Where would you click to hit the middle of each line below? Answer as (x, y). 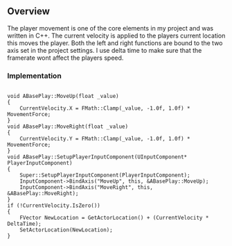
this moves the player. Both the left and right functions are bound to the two (115, 43)
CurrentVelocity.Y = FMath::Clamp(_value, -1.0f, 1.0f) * (105, 139)
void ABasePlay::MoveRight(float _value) (68, 127)
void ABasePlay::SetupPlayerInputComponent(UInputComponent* (97, 157)
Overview (29, 11)
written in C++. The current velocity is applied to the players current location (116, 35)
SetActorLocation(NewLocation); (66, 230)
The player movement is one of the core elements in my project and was (110, 28)
